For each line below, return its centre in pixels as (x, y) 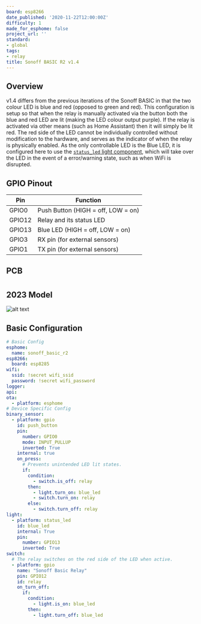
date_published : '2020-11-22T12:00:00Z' (58, 17)
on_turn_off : (33, 587)
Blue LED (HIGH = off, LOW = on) (84, 230)
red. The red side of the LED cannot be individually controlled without (92, 133)
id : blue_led (33, 526)
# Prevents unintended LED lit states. (72, 465)
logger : (16, 386)
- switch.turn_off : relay (65, 509)
